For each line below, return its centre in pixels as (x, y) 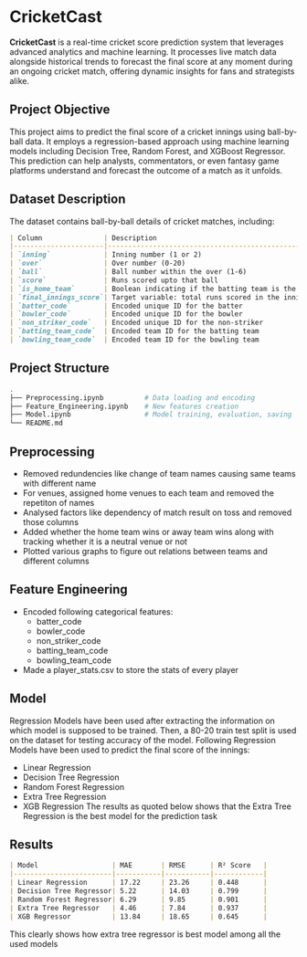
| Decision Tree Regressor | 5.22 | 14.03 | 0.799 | (138, 891)
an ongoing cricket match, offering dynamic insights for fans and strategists (152, 71)
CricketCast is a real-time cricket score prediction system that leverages (147, 42)
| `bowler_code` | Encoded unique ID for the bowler (127, 314)
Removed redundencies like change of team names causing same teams (159, 473)
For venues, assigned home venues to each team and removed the (148, 493)
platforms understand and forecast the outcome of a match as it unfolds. (146, 170)
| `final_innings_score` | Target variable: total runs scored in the (145, 297)
